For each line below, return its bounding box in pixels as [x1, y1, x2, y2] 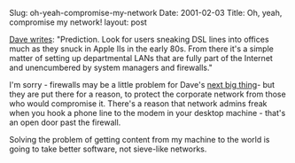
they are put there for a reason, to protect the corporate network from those [9, 89, 286, 99]
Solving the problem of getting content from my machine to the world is [9, 135, 270, 144]
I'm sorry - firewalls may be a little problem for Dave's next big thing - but [9, 80, 276, 89]
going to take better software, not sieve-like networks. [9, 144, 207, 154]
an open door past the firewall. [9, 117, 121, 128]
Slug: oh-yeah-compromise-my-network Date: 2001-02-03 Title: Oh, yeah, [9, 8, 283, 18]
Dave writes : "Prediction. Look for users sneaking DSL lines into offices [9, 35, 269, 44]
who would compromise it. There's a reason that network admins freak [9, 98, 268, 109]
